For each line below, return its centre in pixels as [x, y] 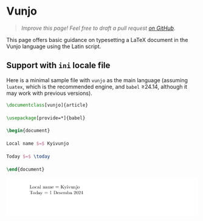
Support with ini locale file [58, 65]
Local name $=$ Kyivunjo [38, 144]
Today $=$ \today [28, 156]
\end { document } [26, 169]
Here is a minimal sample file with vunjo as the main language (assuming [97, 80]
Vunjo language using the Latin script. [54, 46]
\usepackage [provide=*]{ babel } [46, 118]
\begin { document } [28, 131]
